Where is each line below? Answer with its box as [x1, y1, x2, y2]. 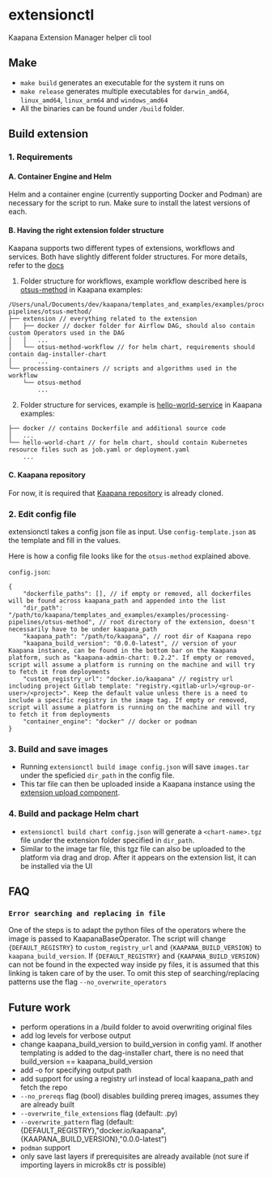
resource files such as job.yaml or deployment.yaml [8, 446, 190, 454]
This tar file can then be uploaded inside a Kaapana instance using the [19, 779, 256, 789]
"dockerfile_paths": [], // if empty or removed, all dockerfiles [23, 589, 252, 598]
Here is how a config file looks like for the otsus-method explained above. [8, 550, 251, 561]
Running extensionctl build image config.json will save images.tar [19, 762, 249, 772]
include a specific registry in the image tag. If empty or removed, [8, 696, 249, 704]
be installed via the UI [19, 861, 93, 870]
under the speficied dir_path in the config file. [19, 770, 175, 780]
